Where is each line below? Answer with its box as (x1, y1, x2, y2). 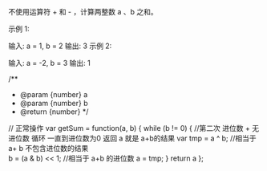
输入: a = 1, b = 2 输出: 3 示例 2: (8, 41, 112, 51)
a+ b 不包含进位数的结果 (8, 144, 89, 153)
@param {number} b (19, 99, 88, 108)
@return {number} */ (19, 107, 89, 116)
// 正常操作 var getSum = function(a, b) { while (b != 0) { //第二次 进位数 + (8, 124, 250, 132)
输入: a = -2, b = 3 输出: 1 (8, 59, 91, 67)
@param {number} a (19, 90, 88, 99)
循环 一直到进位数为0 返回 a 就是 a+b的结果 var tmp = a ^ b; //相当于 (30, 133, 257, 143)
